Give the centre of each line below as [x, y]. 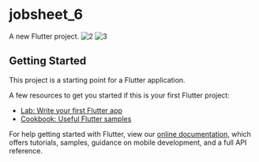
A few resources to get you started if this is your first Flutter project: [119, 95]
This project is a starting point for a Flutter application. [97, 79]
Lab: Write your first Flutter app [71, 110]
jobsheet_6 [46, 15]
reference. [26, 150]
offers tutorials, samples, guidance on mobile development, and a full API [128, 142]
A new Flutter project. [44, 36]
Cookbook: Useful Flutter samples [76, 119]
